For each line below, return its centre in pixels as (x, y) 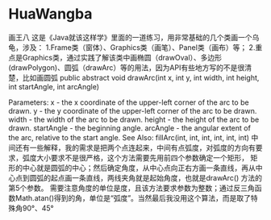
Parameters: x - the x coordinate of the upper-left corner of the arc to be (129, 102)
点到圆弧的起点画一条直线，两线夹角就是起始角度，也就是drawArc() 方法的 (139, 177)
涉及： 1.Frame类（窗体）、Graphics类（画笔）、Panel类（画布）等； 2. (139, 47)
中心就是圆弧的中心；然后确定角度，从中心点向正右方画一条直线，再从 (139, 168)
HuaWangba (50, 14)
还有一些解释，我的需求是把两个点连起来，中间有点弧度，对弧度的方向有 (135, 147)
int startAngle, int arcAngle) (54, 86)
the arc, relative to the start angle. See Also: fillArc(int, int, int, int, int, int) (129, 137)
